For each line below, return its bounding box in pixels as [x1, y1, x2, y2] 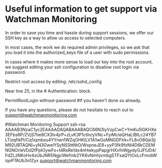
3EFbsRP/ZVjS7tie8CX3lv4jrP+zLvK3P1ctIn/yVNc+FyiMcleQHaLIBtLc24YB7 [5, 132, 157, 137]
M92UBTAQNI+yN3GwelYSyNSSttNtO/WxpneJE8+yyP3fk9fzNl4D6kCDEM [5, 142, 155, 148]
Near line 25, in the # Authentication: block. [5, 88, 92, 94]
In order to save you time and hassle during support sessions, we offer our [5, 30, 154, 35]
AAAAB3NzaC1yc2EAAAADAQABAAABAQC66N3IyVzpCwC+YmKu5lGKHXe [5, 126, 157, 132]
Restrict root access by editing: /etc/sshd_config [5, 79, 102, 84]
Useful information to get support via [5, 3, 157, 15]
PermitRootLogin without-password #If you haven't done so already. [5, 97, 142, 103]
